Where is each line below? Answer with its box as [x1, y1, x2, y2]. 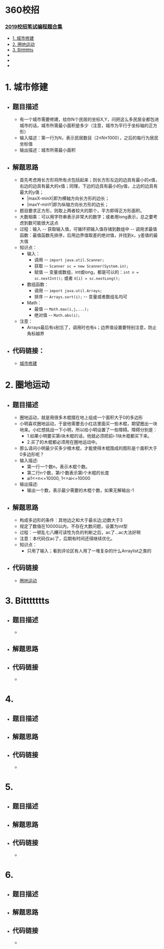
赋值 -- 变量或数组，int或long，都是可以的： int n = [34, 269, 139, 275]
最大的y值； [19, 189, 44, 195]
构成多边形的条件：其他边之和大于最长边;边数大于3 [19, 517, 123, 523]
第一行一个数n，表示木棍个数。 [27, 464, 90, 470]
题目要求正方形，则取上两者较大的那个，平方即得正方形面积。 [19, 208, 145, 214]
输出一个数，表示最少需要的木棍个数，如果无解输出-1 [27, 487, 134, 493]
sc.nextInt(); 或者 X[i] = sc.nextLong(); [34, 275, 120, 281]
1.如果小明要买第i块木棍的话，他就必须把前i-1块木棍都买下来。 [27, 433, 152, 439]
